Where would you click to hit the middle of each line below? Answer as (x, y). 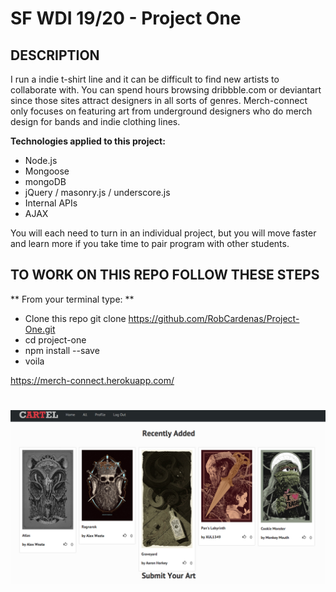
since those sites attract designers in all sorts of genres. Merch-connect (159, 100)
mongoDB (45, 181)
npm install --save (62, 350)
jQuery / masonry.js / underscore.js (97, 192)
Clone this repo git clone (75, 318)
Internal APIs (51, 203)
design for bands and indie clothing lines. (95, 121)
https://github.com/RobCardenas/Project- (214, 318)
